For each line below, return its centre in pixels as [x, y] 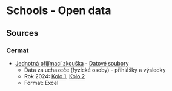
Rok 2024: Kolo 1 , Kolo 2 [55, 76]
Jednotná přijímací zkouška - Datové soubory [72, 63]
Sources [22, 33]
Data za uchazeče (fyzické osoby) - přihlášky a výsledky [95, 70]
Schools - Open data [59, 11]
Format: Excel [41, 83]
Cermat [18, 50]
